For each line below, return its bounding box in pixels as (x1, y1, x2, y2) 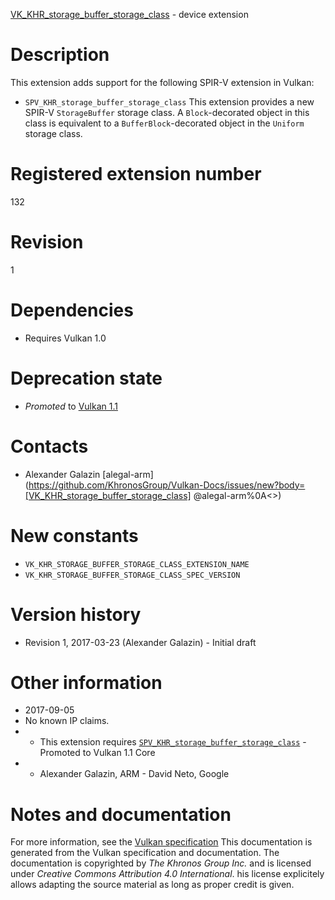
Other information (10, 671, 163, 694)
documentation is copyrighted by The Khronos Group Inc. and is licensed (10, 857, 312, 869)
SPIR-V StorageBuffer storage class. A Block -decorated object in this (24, 106, 310, 118)
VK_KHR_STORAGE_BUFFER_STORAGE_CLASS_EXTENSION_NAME (24, 559, 250, 569)
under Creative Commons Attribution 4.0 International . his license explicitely (10, 868, 325, 880)
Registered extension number (10, 163, 262, 186)
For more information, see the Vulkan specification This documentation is (10, 836, 313, 848)
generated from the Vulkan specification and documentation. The (10, 847, 280, 859)
